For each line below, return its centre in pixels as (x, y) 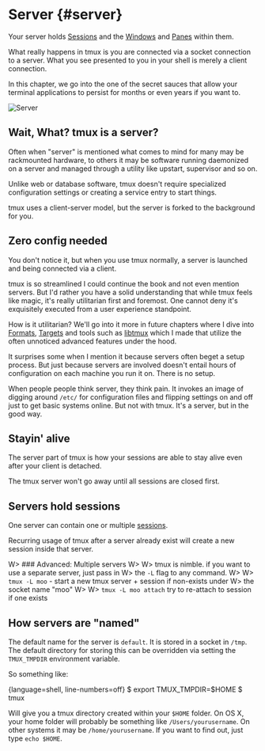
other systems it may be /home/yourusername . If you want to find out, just (126, 730)
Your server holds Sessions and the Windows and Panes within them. (121, 36)
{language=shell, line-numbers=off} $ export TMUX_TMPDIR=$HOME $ (125, 689)
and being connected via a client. (62, 268)
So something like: (38, 674)
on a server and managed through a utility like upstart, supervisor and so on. (133, 169)
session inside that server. (51, 549)
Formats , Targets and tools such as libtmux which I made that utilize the (125, 332)
